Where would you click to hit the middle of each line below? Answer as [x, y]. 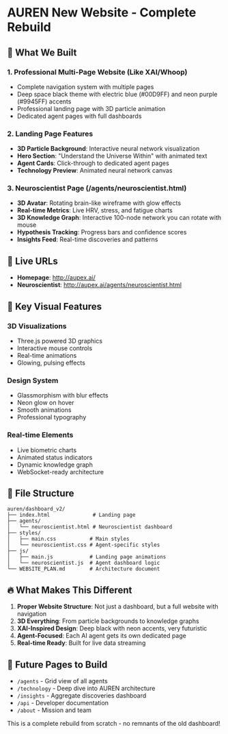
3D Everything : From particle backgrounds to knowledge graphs [108, 621]
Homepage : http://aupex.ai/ [56, 278]
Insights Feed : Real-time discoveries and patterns [87, 240]
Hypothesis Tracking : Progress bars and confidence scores [102, 232]
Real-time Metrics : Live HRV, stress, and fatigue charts [95, 210]
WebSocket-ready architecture [60, 472]
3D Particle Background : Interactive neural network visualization [108, 149]
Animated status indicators [55, 457]
